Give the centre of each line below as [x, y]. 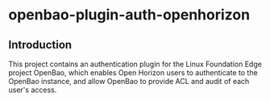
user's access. [33, 90]
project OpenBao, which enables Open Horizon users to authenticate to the [133, 73]
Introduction [40, 45]
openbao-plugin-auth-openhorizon [129, 15]
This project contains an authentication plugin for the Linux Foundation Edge [135, 64]
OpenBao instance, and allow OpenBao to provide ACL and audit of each [129, 81]
